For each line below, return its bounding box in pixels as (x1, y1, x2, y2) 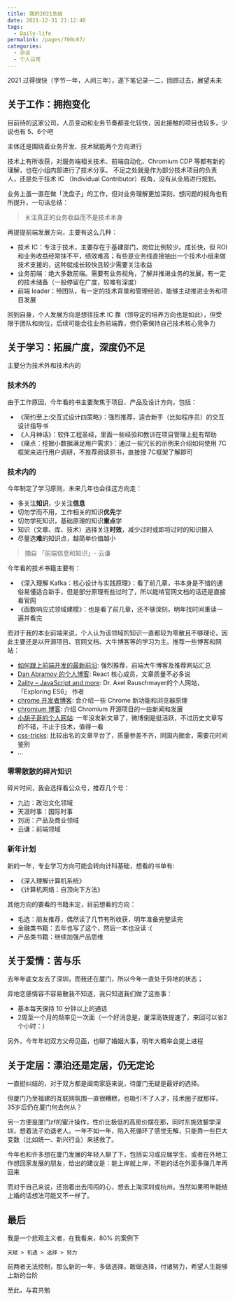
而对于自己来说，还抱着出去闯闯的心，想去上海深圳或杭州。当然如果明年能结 (7, 1183, 228, 1191)
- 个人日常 (13, 56, 41, 63)
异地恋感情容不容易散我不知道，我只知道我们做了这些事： (7, 989, 173, 998)
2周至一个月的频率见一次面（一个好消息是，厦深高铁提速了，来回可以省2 (17, 1013, 227, 1021)
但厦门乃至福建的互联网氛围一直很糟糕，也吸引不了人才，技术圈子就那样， (7, 1094, 222, 1103)
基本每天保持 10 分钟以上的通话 (17, 1005, 108, 1013)
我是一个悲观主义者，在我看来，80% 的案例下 (7, 1234, 140, 1242)
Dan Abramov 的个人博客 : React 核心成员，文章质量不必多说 (17, 670, 191, 678)
